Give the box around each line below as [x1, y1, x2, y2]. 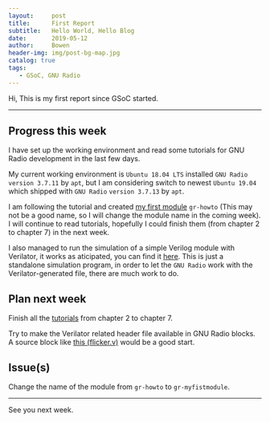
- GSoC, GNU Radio [18, 71, 81, 79]
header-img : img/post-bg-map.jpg [8, 49, 121, 57]
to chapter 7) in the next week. [8, 228, 110, 237]
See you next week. [8, 405, 74, 415]
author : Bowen [8, 42, 70, 50]
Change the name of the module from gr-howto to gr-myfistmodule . [8, 382, 231, 392]
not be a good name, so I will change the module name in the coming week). [8, 210, 261, 221]
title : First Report [8, 19, 95, 27]
